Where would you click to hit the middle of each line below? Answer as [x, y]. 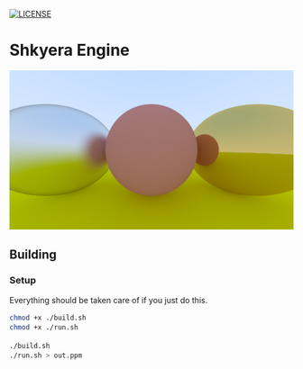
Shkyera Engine [69, 50]
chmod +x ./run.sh [44, 327]
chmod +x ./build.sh [48, 318]
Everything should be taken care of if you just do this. [109, 300]
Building [33, 255]
